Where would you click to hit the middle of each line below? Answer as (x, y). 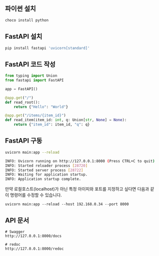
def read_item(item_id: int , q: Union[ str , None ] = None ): (66, 120)
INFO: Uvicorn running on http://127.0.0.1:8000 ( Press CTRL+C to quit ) (80, 161)
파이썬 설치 (21, 9)
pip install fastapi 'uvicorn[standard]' (48, 48)
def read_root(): (23, 102)
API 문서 (17, 220)
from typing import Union (31, 76)
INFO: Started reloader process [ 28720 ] (47, 166)
